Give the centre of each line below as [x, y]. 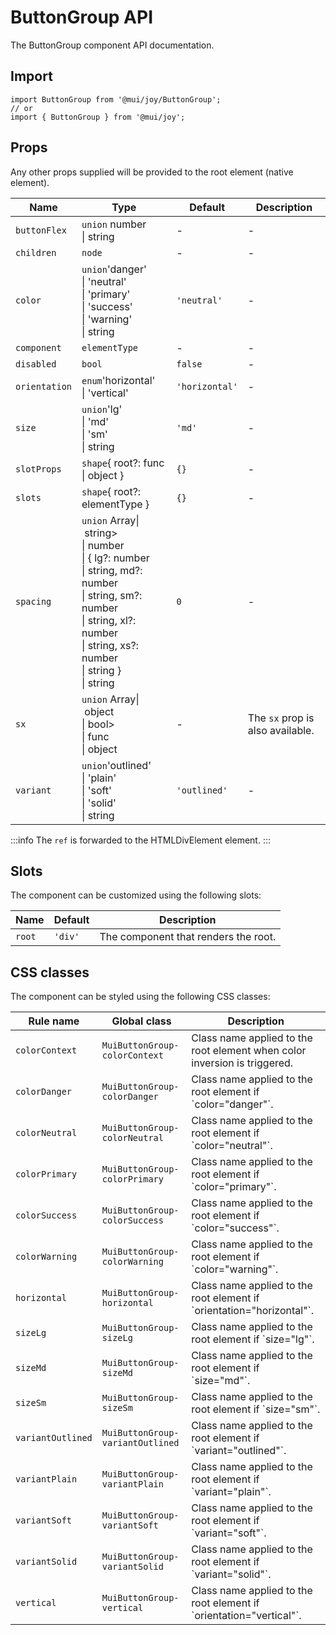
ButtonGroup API [82, 17]
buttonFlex [41, 230]
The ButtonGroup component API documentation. [112, 45]
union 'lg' [102, 409]
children [36, 252]
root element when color [249, 1051]
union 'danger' [114, 269]
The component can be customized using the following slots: [136, 895]
